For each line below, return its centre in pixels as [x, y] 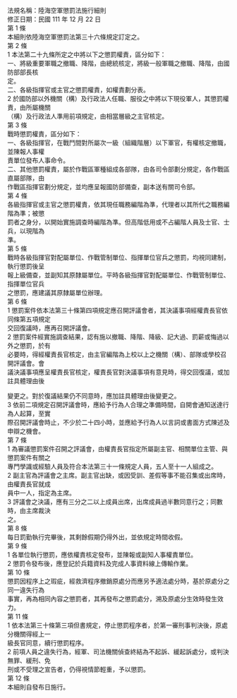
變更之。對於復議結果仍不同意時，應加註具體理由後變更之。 [94, 396]
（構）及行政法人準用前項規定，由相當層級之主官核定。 [87, 116]
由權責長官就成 [29, 484]
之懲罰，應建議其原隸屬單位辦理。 [57, 293]
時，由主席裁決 [29, 511]
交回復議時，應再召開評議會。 [50, 328]
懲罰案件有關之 [29, 458]
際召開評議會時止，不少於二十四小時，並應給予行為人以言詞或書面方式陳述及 [119, 422]
